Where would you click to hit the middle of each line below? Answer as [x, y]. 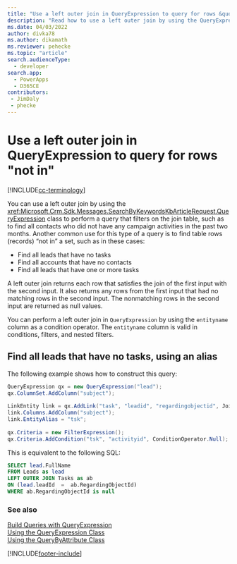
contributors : [28, 92]
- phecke [23, 106]
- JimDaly [25, 99]
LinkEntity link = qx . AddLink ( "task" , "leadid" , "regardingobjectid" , [113, 406]
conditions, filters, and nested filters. [61, 334]
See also [22, 510]
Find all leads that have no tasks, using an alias [113, 357]
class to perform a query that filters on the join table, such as [135, 219]
